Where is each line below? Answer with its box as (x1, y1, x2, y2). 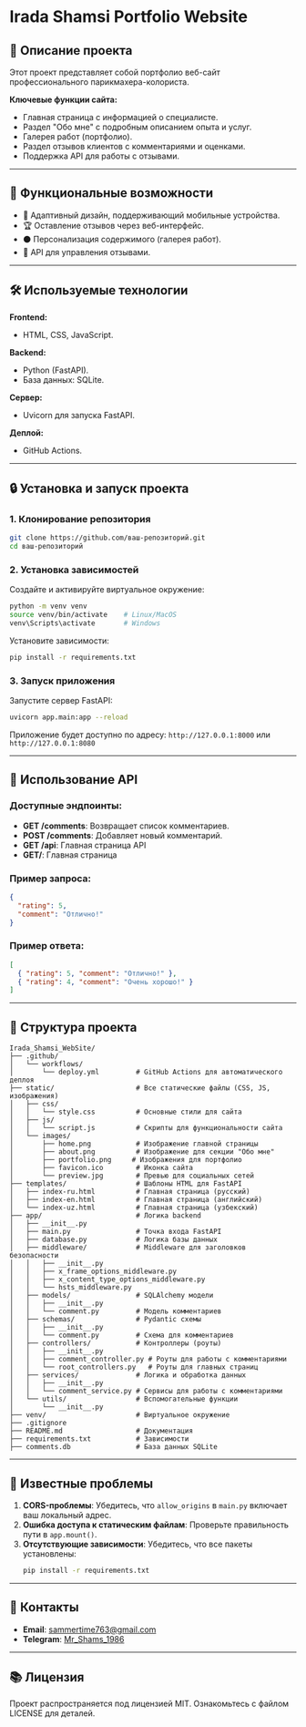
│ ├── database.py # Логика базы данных (9, 1235, 219, 1245)
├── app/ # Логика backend (9, 1211, 202, 1220)
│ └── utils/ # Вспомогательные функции (9, 1394, 239, 1404)
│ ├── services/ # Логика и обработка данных (9, 1371, 247, 1380)
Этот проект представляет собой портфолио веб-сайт (9, 67, 220, 77)
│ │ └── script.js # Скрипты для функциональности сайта (9, 1124, 283, 1133)
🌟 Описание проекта (9, 43, 133, 58)
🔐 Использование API (9, 772, 138, 787)
